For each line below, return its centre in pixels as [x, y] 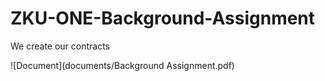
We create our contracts [60, 46]
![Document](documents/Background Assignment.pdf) [122, 65]
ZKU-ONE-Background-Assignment [163, 18]
